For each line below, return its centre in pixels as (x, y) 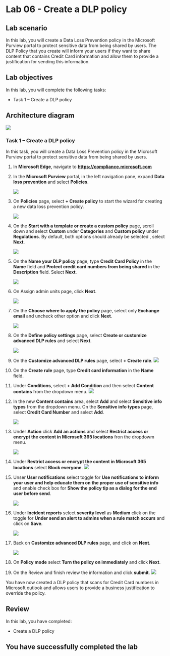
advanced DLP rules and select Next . (52, 341)
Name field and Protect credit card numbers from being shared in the (87, 266)
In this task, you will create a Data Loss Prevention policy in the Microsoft (82, 151)
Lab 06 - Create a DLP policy (67, 9)
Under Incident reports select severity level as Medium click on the (84, 513)
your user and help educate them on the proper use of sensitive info (86, 482)
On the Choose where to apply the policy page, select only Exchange (86, 310)
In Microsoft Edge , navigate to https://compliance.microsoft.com (82, 167)
